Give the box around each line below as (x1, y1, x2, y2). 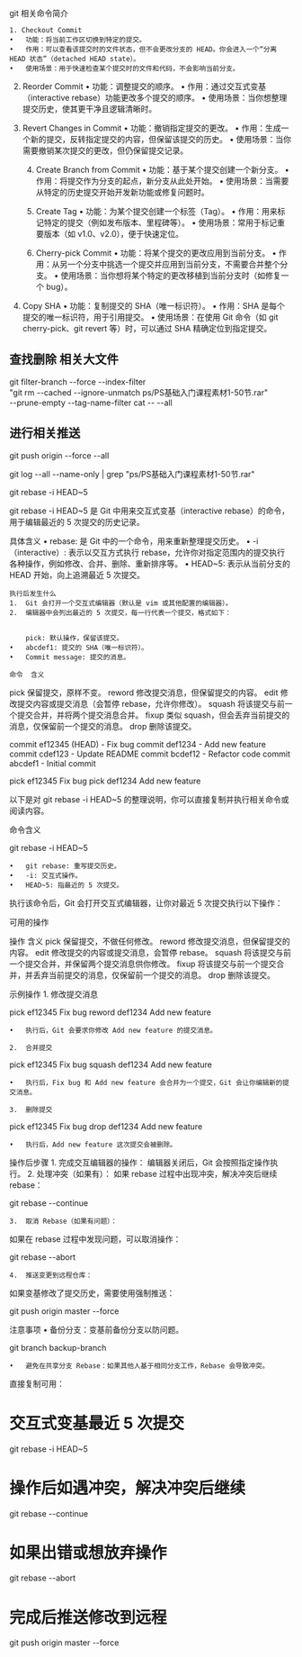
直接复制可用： (9, 1378, 65, 1389)
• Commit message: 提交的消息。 (9, 652, 130, 662)
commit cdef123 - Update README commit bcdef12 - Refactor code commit (9, 748, 290, 759)
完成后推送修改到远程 (9, 1607, 168, 1627)
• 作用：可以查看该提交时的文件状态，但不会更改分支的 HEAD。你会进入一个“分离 (9, 45, 277, 54)
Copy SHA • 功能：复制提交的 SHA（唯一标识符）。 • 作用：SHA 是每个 (22, 301, 286, 311)
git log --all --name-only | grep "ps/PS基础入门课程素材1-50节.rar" (9, 468, 255, 479)
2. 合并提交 (9, 1043, 53, 1052)
